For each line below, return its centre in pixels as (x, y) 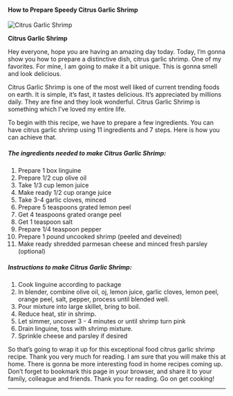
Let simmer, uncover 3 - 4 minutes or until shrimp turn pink (102, 321)
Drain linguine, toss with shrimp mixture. (75, 329)
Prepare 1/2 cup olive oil (52, 178)
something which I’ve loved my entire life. (67, 109)
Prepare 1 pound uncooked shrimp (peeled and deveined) (100, 237)
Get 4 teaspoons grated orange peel (69, 215)
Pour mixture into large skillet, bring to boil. (79, 307)
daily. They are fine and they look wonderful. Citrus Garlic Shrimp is (104, 102)
